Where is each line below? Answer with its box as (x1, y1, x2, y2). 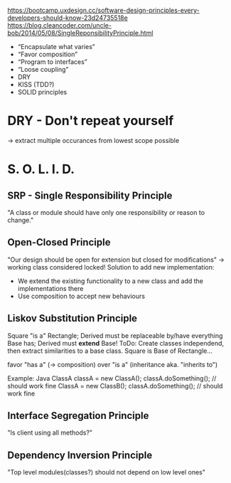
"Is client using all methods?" (7, 428, 93, 437)
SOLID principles (17, 88, 68, 96)
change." (7, 216, 34, 224)
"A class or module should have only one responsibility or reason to (7, 208, 205, 216)
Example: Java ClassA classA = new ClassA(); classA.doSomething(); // (7, 373, 217, 383)
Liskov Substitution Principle (7, 312, 137, 324)
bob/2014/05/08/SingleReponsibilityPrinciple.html (7, 28, 154, 37)
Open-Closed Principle (7, 236, 111, 248)
